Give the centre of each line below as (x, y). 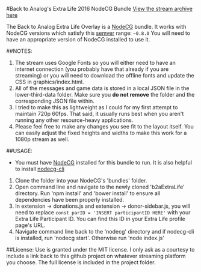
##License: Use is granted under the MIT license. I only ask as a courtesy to (100, 249)
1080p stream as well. (42, 139)
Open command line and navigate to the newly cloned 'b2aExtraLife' (100, 187)
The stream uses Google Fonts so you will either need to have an (95, 63)
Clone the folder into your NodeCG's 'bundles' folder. (81, 180)
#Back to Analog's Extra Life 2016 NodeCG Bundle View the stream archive (99, 9)
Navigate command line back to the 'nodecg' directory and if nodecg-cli (104, 231)
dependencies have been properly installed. (70, 200)
